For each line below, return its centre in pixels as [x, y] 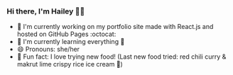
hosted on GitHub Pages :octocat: [66, 34]
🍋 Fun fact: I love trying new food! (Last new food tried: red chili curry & [121, 57]
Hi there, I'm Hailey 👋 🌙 [46, 11]
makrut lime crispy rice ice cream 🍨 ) [70, 64]
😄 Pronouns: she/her [48, 50]
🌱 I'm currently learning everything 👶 [71, 42]
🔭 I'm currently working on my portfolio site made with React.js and [115, 27]
